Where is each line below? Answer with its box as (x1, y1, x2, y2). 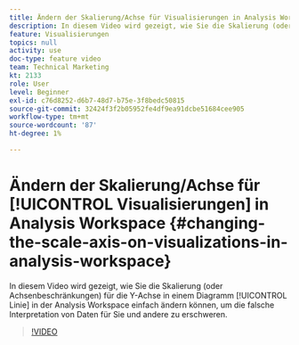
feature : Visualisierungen (9, 29, 109, 38)
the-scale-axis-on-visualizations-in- (9, 233, 288, 252)
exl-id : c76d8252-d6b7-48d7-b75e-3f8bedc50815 (9, 95, 185, 105)
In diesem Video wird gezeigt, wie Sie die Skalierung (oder (9, 280, 223, 291)
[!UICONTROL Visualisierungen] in (9, 194, 270, 215)
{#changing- (168, 213, 265, 234)
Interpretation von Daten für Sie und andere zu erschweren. (9, 308, 229, 319)
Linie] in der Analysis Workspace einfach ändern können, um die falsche (9, 300, 275, 310)
